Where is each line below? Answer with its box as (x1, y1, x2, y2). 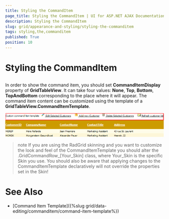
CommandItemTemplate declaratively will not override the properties (17, 163, 160, 169)
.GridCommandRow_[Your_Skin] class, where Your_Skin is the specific (17, 152, 163, 158)
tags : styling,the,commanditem (5, 29, 71, 35)
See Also (5, 186, 43, 197)
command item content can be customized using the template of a (5, 98, 143, 104)
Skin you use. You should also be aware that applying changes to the (17, 158, 161, 164)
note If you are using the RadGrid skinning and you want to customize (17, 142, 162, 148)
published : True (5, 35, 39, 40)
